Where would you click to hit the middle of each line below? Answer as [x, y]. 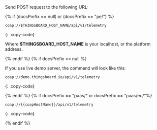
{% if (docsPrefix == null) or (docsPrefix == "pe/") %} [60, 16]
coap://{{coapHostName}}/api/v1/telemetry [49, 105]
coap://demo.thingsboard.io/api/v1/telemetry [52, 77]
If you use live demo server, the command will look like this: [65, 68]
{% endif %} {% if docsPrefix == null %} [46, 59]
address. [14, 49]
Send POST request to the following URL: [47, 7]
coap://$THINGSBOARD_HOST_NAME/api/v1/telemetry [56, 25]
